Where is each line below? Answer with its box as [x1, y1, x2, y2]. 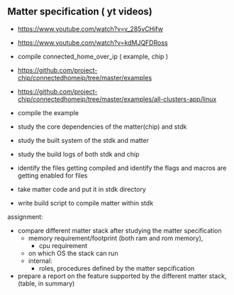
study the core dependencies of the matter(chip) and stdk [17, 122, 187, 131]
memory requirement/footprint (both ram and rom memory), [28, 234, 204, 242]
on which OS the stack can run [28, 249, 118, 257]
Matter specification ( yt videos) [7, 6, 152, 18]
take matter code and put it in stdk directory [17, 185, 147, 193]
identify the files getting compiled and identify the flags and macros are [17, 163, 227, 172]
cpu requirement [38, 241, 88, 250]
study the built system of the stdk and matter [17, 136, 149, 144]
